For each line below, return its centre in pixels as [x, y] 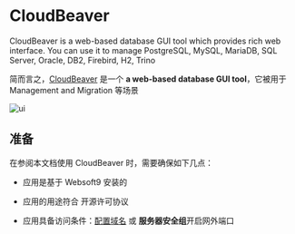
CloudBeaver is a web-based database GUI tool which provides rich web [145, 41]
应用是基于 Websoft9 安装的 [75, 181]
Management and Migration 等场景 [74, 90]
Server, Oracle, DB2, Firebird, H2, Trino [83, 60]
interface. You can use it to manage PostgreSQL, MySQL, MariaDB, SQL [143, 50]
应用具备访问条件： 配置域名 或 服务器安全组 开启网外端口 [128, 220]
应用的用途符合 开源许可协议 [75, 201]
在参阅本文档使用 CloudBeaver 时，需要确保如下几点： [111, 162]
